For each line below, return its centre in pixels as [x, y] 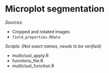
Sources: [14, 22]
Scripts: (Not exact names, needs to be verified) [53, 46]
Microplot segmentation [55, 9]
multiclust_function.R [33, 66]
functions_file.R [28, 60]
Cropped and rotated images [41, 31]
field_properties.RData [36, 37]
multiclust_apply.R [30, 55]
